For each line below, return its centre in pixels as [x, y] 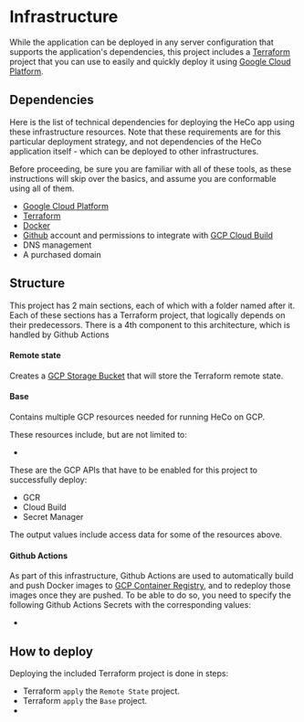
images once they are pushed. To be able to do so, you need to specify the [151, 595]
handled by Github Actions [59, 334]
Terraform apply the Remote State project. [101, 691]
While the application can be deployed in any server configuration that [142, 42]
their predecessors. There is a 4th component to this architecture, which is [150, 324]
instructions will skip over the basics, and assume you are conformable [143, 178]
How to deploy [52, 651]
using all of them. [42, 188]
